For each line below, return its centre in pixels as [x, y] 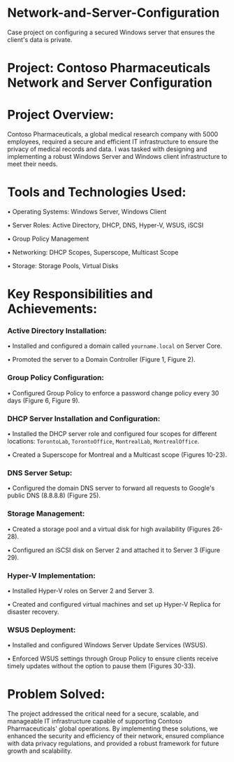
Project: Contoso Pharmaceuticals [109, 68]
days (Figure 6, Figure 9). [44, 400]
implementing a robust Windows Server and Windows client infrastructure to [117, 157]
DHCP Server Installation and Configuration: [84, 418]
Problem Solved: [56, 694]
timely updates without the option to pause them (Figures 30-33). [101, 666]
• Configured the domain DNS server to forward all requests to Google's [111, 488]
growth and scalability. [40, 751]
